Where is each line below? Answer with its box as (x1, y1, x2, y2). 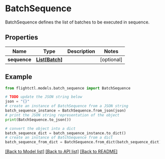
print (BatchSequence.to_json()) (5, 117, 71, 122)
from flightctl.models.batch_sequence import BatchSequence (5, 86, 131, 91)
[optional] (100, 56, 123, 63)
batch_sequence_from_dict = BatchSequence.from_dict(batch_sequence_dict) (5, 140, 162, 145)
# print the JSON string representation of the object (5, 113, 120, 117)
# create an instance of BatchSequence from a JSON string (5, 104, 129, 109)
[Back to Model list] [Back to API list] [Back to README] (5, 149, 118, 155)
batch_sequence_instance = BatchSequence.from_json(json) (5, 108, 126, 113)
